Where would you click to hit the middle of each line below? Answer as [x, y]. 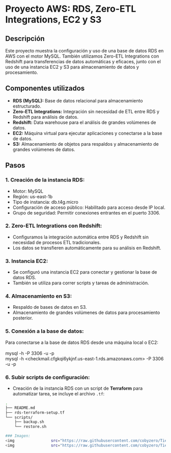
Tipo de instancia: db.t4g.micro [46, 202]
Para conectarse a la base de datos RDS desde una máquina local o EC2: [82, 342]
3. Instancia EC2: [27, 261]
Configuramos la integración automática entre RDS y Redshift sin [81, 237]
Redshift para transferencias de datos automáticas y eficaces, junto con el [83, 61]
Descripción [25, 38]
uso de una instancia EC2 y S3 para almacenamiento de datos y [72, 67]
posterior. [23, 318]
